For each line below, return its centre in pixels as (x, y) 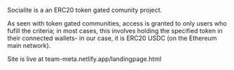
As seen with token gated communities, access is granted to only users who (117, 23)
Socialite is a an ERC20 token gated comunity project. (85, 10)
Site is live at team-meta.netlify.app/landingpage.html (84, 59)
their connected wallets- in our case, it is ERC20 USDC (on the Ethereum (112, 38)
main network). (29, 45)
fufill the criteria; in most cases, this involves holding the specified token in (115, 31)
